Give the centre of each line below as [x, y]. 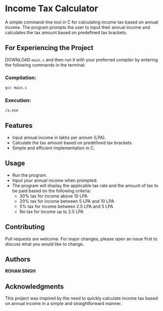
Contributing [25, 227]
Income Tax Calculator [52, 9]
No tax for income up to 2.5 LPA [51, 212]
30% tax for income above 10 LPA [53, 196]
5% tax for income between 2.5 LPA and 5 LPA [66, 206]
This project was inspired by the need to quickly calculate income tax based [81, 298]
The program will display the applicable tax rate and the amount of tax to [85, 185]
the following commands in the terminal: [45, 65]
